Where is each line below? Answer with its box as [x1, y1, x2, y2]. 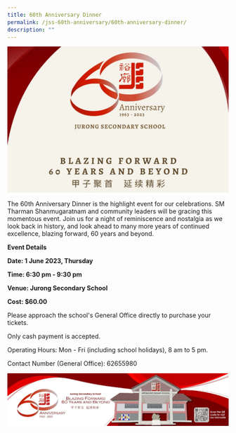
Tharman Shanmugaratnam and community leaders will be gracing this [7, 207, 213, 215]
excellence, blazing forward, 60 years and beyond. [7, 229, 155, 238]
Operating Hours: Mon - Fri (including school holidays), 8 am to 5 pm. [7, 345, 209, 354]
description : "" [7, 26, 55, 33]
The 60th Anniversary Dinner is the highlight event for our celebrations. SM [7, 199, 225, 208]
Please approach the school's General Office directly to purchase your [7, 311, 211, 319]
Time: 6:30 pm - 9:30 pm [7, 270, 82, 279]
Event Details [7, 243, 47, 251]
